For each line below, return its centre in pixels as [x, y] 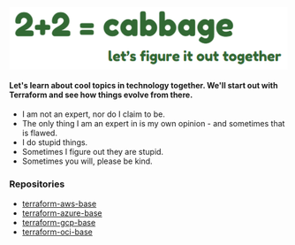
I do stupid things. [55, 142]
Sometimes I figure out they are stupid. [93, 152]
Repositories [37, 184]
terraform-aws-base [59, 203]
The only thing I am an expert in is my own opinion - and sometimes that [153, 124]
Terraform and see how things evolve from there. [101, 95]
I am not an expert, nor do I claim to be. [93, 114]
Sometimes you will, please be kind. [87, 161]
